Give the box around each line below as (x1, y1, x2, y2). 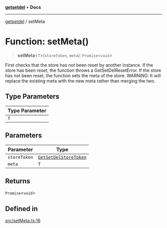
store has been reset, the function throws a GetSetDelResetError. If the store (5, 67, 162, 73)
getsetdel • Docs (5, 4, 41, 10)
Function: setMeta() (5, 36, 89, 47)
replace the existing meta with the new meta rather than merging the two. (5, 78, 156, 84)
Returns (5, 177, 31, 185)
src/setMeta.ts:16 (5, 218, 41, 224)
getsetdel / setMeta (5, 18, 45, 24)
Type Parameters (5, 92, 60, 101)
